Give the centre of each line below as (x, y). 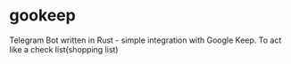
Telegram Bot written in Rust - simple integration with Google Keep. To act (145, 40)
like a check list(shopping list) (64, 49)
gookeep (42, 16)
